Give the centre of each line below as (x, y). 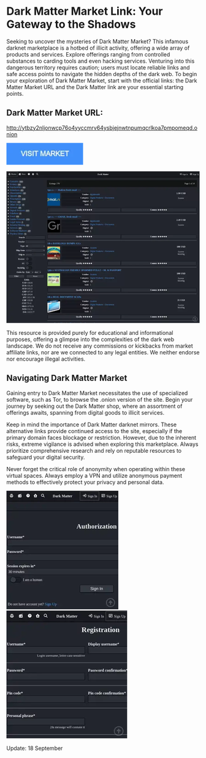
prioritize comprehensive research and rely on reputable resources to (94, 450)
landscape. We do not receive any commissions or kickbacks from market (100, 346)
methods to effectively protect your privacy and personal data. (85, 482)
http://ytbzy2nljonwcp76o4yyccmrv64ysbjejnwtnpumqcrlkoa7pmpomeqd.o (102, 128)
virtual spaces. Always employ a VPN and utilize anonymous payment (94, 475)
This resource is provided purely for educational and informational (90, 333)
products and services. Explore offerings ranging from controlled (88, 54)
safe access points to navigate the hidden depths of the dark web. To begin (102, 74)
